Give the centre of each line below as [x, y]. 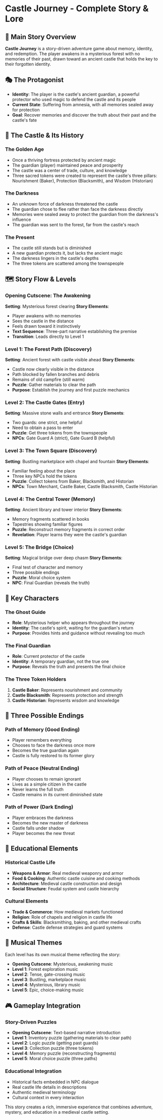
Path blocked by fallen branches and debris [56, 374]
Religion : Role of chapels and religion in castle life [62, 917]
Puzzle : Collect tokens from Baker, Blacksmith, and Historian [73, 481]
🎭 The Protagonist [35, 80]
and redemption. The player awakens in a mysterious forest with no [72, 54]
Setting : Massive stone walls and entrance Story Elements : [65, 413]
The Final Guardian [28, 646]
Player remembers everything [42, 740]
